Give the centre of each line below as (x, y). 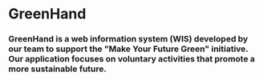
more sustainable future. (57, 69)
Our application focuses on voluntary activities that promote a (131, 59)
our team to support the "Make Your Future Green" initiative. (128, 49)
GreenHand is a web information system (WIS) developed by (128, 39)
